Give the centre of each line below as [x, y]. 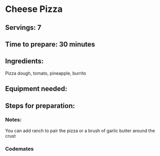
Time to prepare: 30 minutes [50, 44]
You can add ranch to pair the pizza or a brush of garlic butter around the [80, 131]
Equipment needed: [36, 89]
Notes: [13, 120]
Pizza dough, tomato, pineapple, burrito [46, 73]
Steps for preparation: [40, 106]
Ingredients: [24, 61]
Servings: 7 [23, 28]
